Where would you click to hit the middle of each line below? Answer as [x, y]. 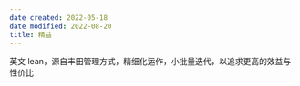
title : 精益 [31, 34]
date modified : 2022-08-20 [61, 26]
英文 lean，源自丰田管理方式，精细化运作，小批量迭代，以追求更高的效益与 [150, 62]
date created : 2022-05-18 [58, 18]
